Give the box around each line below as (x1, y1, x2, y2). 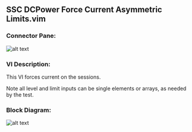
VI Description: (6, 60, 51, 68)
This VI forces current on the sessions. (6, 73, 101, 81)
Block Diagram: (6, 106, 52, 114)
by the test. (6, 91, 34, 98)
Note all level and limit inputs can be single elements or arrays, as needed (6, 85, 187, 92)
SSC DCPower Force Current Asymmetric (6, 5, 162, 15)
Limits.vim (6, 14, 46, 24)
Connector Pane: (6, 32, 56, 40)
